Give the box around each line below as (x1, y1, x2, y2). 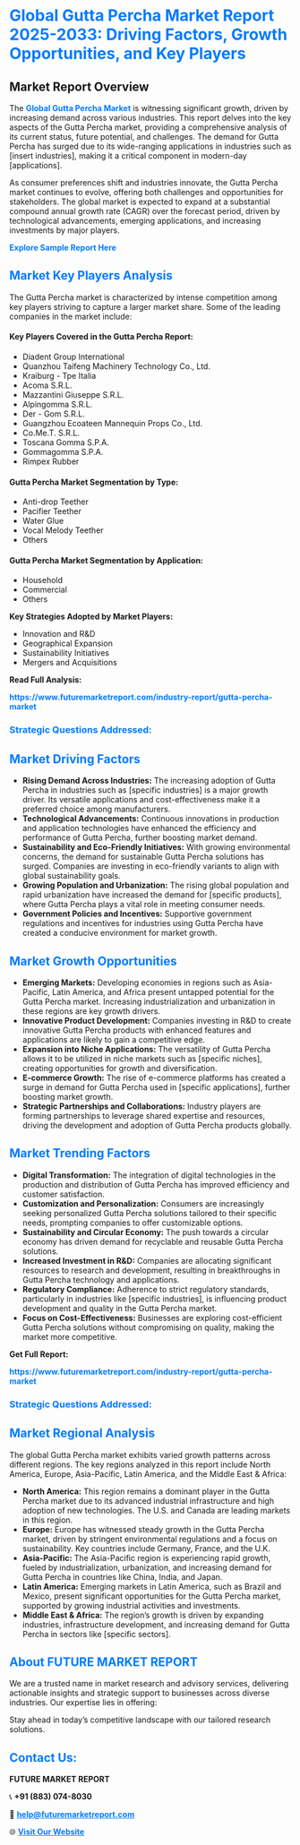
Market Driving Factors (9, 751, 141, 767)
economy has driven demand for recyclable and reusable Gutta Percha (21, 1236, 284, 1247)
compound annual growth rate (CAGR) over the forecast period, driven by (9, 206, 280, 216)
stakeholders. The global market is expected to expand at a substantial (9, 196, 270, 207)
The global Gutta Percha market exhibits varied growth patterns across (9, 1449, 271, 1460)
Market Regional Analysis (9, 1426, 156, 1441)
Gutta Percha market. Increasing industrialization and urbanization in (21, 996, 276, 1007)
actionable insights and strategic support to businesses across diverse (9, 1687, 270, 1698)
